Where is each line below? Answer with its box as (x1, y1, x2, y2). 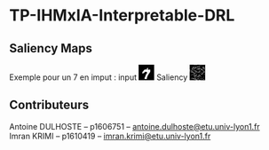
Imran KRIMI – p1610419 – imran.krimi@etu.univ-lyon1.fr (9, 130, 211, 141)
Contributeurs (9, 98, 90, 113)
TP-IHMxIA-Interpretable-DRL (9, 5, 235, 26)
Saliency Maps (9, 41, 93, 56)
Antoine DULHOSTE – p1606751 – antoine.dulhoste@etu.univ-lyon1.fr (9, 121, 260, 131)
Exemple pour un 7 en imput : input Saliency (9, 72, 188, 83)
